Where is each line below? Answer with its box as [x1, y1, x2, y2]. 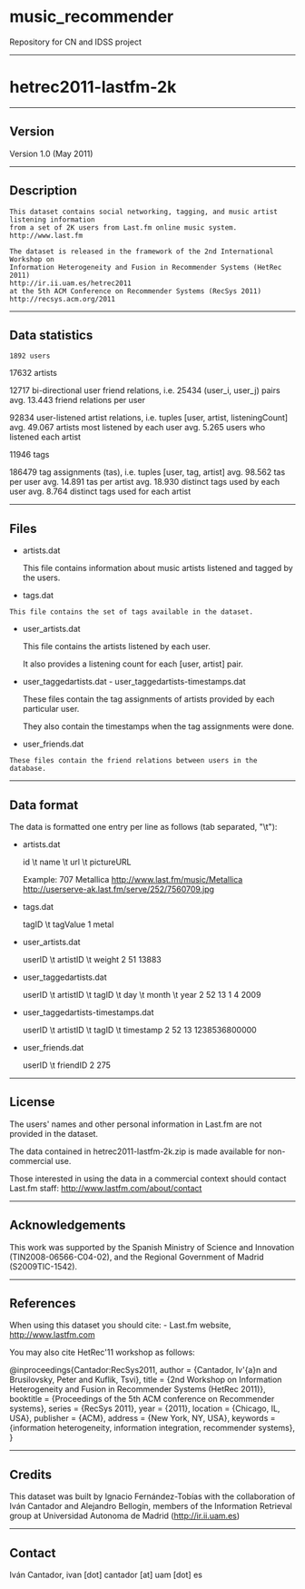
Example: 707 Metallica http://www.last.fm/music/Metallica [22, 873, 243, 884]
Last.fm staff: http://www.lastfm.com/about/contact [9, 1182, 202, 1193]
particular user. [22, 704, 80, 715]
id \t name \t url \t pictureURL [22, 856, 132, 867]
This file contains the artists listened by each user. [22, 641, 211, 652]
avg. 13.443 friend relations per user [9, 395, 145, 406]
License [9, 1094, 55, 1110]
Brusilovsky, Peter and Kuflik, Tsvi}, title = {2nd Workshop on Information [9, 1374, 282, 1386]
